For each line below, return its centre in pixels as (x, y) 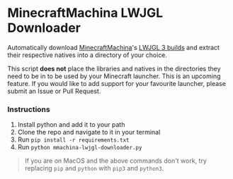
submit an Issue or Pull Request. (54, 91)
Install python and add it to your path (71, 125)
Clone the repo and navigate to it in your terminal (89, 132)
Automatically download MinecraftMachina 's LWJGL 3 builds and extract (113, 47)
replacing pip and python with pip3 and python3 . (94, 168)
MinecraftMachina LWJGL (85, 13)
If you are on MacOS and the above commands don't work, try (116, 161)
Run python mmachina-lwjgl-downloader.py (80, 147)
